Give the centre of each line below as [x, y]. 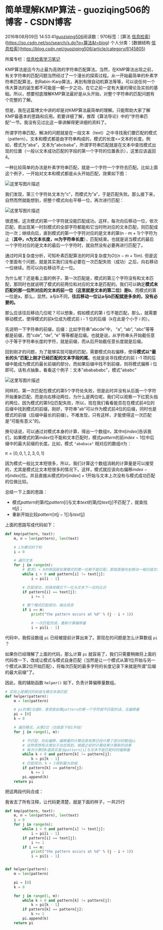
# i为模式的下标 [28, 547]
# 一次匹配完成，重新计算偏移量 [58, 623]
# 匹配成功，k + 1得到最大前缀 [50, 764]
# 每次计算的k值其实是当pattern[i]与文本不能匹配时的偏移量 [76, 750]
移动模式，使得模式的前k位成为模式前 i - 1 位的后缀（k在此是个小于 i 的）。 [79, 319]
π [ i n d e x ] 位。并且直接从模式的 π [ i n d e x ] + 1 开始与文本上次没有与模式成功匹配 [80, 475]
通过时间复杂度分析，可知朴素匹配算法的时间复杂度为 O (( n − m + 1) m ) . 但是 [79, 255]
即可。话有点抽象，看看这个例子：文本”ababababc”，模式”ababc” [71, 370]
